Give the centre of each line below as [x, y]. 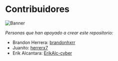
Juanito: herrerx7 [30, 47]
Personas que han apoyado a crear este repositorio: [59, 32]
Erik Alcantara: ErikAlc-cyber [42, 53]
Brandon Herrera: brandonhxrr [44, 42]
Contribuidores [37, 9]
